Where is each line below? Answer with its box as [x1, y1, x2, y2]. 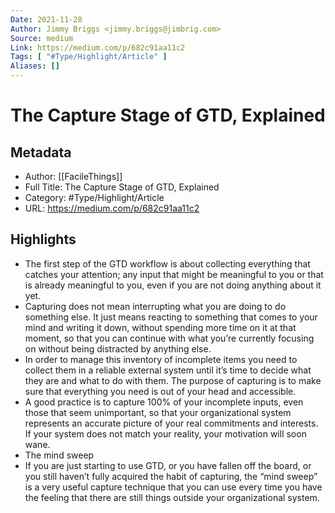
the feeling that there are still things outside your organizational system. [24, 491, 320, 503]
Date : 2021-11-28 [10, 14, 83, 25]
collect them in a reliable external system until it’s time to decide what [24, 364, 312, 376]
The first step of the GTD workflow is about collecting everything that [24, 257, 311, 270]
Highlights [10, 231, 77, 248]
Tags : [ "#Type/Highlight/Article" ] [10, 52, 168, 62]
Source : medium [10, 33, 74, 43]
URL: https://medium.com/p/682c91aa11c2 [24, 202, 200, 214]
